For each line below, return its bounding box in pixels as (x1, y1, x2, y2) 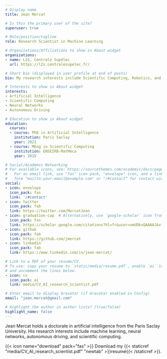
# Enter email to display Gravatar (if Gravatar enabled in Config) (5, 291, 150, 296)
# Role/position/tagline (5, 34, 57, 40)
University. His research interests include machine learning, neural (5, 328, 141, 334)
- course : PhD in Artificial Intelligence (9, 130, 99, 136)
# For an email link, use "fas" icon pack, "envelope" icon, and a (5, 172, 153, 177)
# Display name (5, 7, 37, 12)
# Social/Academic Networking (5, 162, 68, 167)
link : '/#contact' (9, 195, 48, 200)
